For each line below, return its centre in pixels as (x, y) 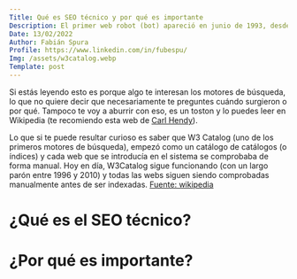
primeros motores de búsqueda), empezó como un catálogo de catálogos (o (148, 146)
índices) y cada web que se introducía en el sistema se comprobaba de (139, 156)
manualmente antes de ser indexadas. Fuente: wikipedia (111, 184)
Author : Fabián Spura (49, 42)
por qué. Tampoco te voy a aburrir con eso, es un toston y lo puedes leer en (148, 111)
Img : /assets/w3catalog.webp (63, 58)
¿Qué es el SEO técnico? (100, 220)
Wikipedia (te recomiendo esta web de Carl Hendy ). (103, 120)
